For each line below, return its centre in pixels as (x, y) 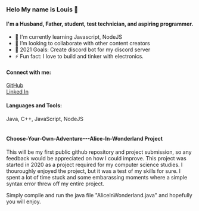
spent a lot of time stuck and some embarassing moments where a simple (97, 177)
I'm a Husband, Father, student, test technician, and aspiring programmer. (100, 24)
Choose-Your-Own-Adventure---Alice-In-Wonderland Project (84, 139)
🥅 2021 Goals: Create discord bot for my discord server (83, 49)
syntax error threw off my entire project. (55, 184)
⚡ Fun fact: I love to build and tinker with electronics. (79, 57)
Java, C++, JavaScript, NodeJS (45, 119)
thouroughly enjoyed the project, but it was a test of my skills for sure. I (93, 171)
